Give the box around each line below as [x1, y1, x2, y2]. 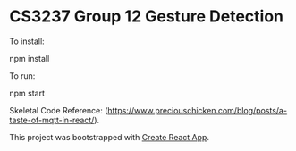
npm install [9, 53, 50, 63]
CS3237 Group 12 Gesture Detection [9, 6, 284, 27]
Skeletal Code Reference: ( [9, 105, 108, 115]
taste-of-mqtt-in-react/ [9, 114, 95, 125]
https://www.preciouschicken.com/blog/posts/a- [106, 105, 288, 115]
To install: [9, 36, 45, 46]
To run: [9, 70, 36, 81]
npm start [9, 88, 46, 98]
